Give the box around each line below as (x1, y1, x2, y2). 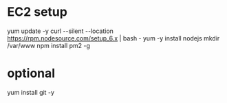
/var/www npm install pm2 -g (7, 41, 91, 49)
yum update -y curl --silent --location (7, 27, 113, 35)
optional (7, 66, 56, 81)
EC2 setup (7, 4, 67, 20)
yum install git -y (7, 88, 55, 96)
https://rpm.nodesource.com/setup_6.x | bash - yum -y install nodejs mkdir (7, 34, 220, 42)
